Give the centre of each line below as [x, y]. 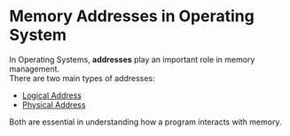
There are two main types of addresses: [82, 78]
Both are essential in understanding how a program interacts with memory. [145, 122]
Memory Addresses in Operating [132, 16]
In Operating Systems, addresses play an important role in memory [132, 59]
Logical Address [52, 95]
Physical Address [54, 104]
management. [35, 69]
